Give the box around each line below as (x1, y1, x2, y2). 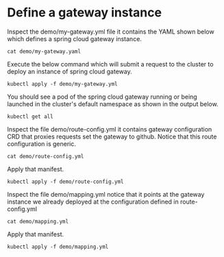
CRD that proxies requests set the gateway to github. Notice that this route (7, 132, 217, 140)
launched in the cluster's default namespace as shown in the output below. (7, 99, 219, 108)
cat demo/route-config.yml (7, 153, 84, 160)
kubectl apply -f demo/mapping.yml (7, 243, 109, 250)
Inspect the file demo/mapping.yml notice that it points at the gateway (7, 190, 205, 198)
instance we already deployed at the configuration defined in (7, 197, 179, 206)
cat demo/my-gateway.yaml (7, 48, 81, 55)
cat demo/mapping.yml (7, 218, 69, 225)
